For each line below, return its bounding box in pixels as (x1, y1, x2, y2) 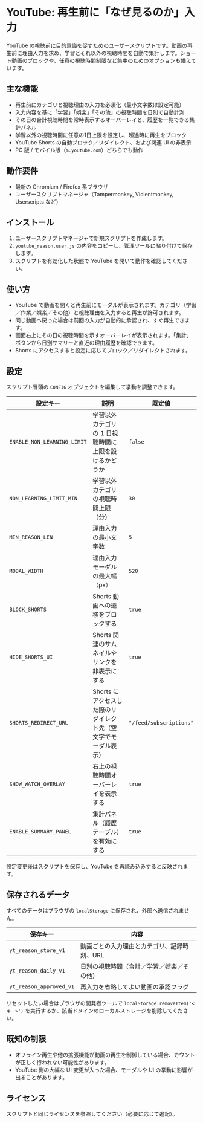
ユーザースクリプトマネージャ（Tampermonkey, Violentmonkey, (14, 190, 174, 198)
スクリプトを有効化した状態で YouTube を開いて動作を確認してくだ (14, 257, 182, 265)
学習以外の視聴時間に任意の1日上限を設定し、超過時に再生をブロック (14, 131, 187, 138)
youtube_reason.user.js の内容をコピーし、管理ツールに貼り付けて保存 (14, 242, 193, 250)
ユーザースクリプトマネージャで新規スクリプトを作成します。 (14, 235, 168, 242)
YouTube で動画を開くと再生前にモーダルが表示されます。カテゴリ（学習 (14, 302, 197, 309)
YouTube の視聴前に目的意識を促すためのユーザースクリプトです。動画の (6, 42, 187, 49)
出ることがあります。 (14, 1073, 68, 1081)
